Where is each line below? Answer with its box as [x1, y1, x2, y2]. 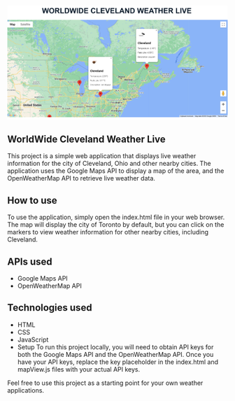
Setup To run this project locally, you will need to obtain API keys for [17, 342, 214, 351]
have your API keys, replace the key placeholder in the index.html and [17, 358, 219, 366]
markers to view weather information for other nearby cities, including [7, 228, 208, 237]
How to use [7, 195, 57, 206]
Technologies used [7, 302, 92, 314]
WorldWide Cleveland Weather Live [7, 134, 166, 145]
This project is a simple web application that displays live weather [7, 152, 197, 160]
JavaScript [17, 335, 49, 344]
